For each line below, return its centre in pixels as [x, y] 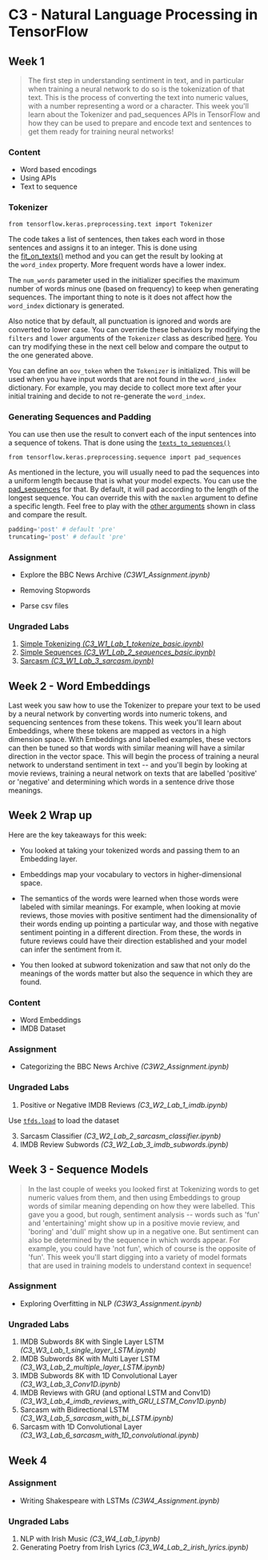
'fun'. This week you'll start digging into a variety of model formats [137, 1257]
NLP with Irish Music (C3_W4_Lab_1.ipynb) [90, 1539]
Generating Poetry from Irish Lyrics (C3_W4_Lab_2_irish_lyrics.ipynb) [134, 1547]
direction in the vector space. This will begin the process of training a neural [134, 756]
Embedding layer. [48, 859]
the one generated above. [51, 355]
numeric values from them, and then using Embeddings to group [134, 1197]
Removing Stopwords [55, 590]
